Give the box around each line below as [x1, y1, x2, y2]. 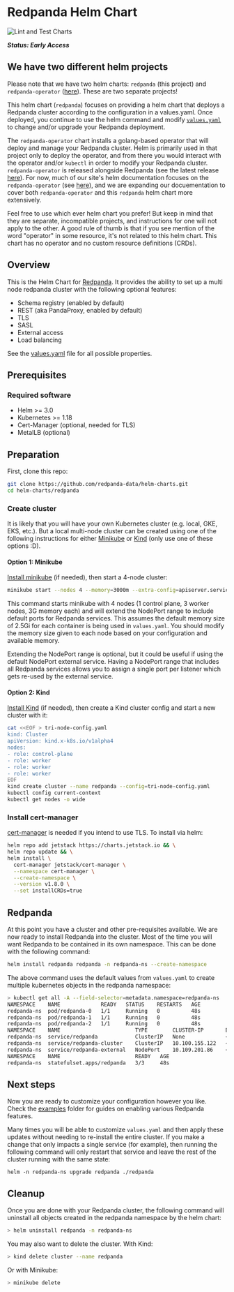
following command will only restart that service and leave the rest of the [7, 1148, 217, 1156]
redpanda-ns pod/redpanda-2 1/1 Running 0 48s [7, 1020, 201, 1027]
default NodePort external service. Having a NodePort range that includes [7, 658, 219, 666]
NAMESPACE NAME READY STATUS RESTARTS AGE [7, 1001, 201, 1008]
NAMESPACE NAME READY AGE [7, 1053, 170, 1060]
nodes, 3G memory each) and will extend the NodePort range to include [7, 607, 214, 615]
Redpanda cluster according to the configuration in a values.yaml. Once [7, 107, 213, 116]
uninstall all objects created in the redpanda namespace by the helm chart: [7, 1214, 221, 1222]
